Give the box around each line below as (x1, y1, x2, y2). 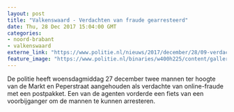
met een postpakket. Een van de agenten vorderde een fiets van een (7, 89, 204, 97)
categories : (7, 29, 42, 37)
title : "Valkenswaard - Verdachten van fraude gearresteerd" (7, 17, 189, 24)
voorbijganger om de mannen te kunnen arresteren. (7, 97, 155, 105)
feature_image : (7, 56, 52, 63)
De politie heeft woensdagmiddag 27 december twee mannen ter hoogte (7, 74, 216, 83)
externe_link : (7, 49, 49, 56)
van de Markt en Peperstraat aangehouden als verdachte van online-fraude (7, 81, 224, 90)
